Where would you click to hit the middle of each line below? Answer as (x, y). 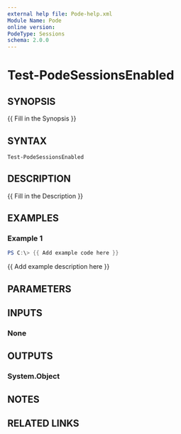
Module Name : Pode (34, 21)
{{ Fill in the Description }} (45, 196)
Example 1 (25, 238)
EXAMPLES (33, 218)
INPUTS (25, 313)
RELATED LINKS (43, 424)
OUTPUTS (30, 356)
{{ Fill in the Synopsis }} (42, 118)
